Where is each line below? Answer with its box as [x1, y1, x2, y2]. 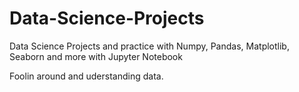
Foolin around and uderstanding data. [9, 70, 164, 82]
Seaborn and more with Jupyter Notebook [9, 50, 183, 62]
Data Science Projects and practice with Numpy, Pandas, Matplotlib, [9, 40, 290, 52]
